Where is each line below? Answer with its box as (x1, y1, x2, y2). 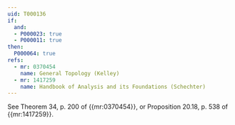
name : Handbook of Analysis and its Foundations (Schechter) (20, 83, 206, 90)
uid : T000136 (7, 10, 46, 18)
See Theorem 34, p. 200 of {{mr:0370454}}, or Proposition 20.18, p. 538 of (7, 102, 229, 111)
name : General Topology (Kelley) (20, 70, 120, 77)
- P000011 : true (14, 37, 62, 44)
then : (7, 43, 24, 50)
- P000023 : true (14, 30, 62, 38)
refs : (7, 57, 24, 64)
